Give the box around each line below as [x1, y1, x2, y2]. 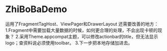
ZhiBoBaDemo [5, 4, 67, 15]
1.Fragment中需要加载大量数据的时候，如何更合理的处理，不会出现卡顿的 [5, 27, 158, 33]
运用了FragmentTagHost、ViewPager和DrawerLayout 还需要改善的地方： [5, 21, 159, 27]
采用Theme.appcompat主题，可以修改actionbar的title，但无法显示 [19, 33, 158, 39]
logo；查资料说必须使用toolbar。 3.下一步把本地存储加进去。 [5, 39, 133, 46]
